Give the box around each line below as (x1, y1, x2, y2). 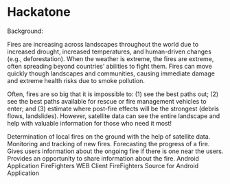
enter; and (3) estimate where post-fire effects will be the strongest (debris (7, 104, 220, 113)
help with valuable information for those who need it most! (7, 119, 172, 127)
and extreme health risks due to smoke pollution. (7, 76, 146, 84)
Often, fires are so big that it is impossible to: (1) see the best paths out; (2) (7, 90, 219, 98)
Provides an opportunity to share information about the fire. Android (7, 154, 199, 162)
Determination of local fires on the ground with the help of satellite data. (7, 132, 211, 141)
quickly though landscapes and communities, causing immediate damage (7, 69, 215, 78)
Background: (7, 27, 43, 35)
